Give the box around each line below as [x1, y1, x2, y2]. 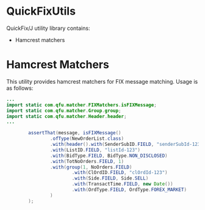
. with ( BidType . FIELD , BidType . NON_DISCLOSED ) [49, 153, 168, 159]
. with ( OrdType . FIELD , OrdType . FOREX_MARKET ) [71, 187, 187, 193]
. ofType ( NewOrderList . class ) [49, 136, 124, 142]
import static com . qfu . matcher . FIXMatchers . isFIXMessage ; [6, 102, 157, 108]
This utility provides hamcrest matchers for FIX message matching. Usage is [6, 78, 198, 85]
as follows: [6, 84, 34, 92]
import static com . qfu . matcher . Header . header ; [6, 113, 127, 120]
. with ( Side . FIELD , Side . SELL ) [71, 175, 149, 181]
